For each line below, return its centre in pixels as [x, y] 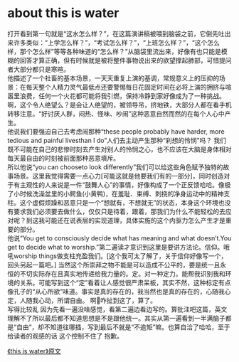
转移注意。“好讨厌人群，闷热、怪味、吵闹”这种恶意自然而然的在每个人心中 [116, 113]
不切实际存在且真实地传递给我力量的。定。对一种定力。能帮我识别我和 [122, 273]
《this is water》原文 [34, 351]
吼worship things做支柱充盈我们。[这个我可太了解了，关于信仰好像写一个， [117, 256]
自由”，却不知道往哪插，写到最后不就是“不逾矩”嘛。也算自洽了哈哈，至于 [123, 327]
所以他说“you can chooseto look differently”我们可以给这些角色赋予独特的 [115, 167]
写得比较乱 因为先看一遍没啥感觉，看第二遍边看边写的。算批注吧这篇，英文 [117, 309]
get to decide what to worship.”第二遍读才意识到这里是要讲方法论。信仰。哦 [118, 247]
